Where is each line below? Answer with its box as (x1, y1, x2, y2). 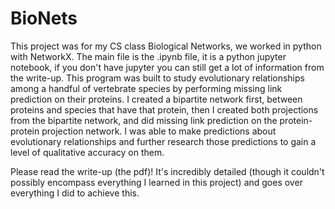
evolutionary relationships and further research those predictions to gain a (10, 135, 317, 147)
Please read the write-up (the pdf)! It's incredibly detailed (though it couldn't (10, 165, 325, 177)
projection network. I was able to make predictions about (41, 125, 277, 137)
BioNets (10, 7, 78, 30)
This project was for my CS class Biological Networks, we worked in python (10, 40, 322, 52)
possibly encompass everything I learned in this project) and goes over (10, 176, 303, 188)
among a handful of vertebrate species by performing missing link (10, 82, 283, 94)
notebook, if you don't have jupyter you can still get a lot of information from (10, 61, 325, 73)
